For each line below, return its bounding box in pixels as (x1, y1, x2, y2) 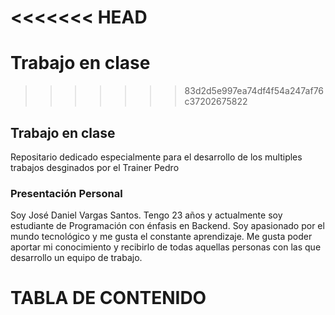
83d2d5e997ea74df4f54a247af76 (184, 85, 325, 97)
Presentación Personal (10, 186, 123, 200)
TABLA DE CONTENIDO (10, 287, 207, 310)
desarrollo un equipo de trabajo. (10, 252, 143, 264)
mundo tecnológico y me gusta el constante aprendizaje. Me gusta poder (10, 231, 313, 243)
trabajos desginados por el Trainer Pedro (10, 161, 180, 173)
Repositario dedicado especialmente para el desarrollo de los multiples (10, 151, 303, 163)
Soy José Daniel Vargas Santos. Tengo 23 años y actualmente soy (10, 209, 283, 221)
